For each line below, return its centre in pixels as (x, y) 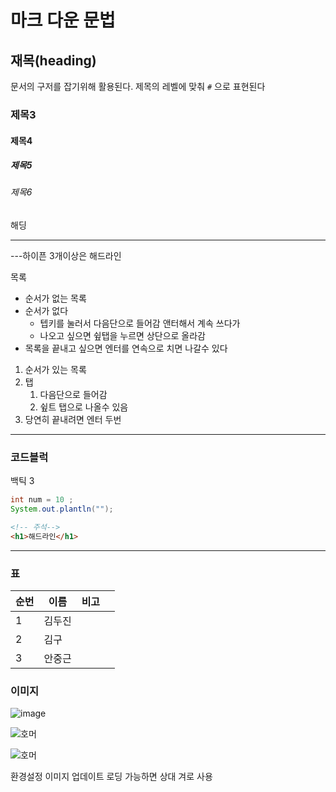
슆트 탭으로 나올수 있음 (84, 407)
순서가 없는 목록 (55, 298)
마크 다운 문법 (63, 20)
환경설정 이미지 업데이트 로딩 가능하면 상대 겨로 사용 (111, 777)
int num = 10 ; (42, 500)
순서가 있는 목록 (55, 370)
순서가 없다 (46, 311)
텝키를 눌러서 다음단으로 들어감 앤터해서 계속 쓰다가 (140, 323)
